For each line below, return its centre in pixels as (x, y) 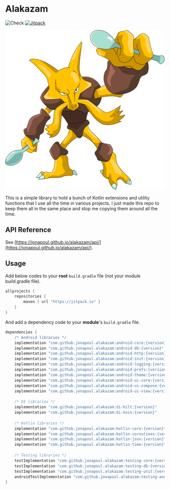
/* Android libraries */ (40, 337)
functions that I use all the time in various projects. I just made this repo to (82, 203)
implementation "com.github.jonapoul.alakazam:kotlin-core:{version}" (90, 429)
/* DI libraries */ (35, 402)
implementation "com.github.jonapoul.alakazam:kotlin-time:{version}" (90, 445)
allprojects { (20, 291)
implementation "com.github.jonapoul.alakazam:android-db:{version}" (89, 348)
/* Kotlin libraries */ (39, 423)
